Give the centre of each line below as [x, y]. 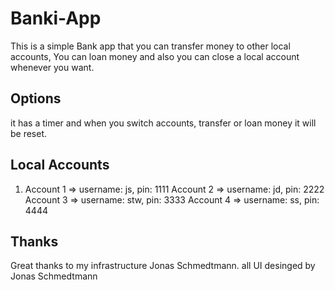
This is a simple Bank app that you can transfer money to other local [150, 46]
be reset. [29, 133]
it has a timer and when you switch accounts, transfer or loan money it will [163, 123]
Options [36, 98]
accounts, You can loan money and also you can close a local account [155, 56]
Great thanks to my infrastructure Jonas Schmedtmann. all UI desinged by [163, 266]
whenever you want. [52, 67]
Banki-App [56, 18]
